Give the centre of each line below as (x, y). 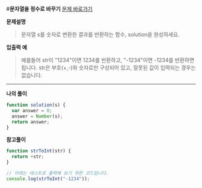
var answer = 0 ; (32, 110)
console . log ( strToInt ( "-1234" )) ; (48, 179)
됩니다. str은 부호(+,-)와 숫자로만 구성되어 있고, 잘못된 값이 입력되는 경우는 (109, 67)
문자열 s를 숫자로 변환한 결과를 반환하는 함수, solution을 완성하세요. (100, 34)
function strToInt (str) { (38, 151)
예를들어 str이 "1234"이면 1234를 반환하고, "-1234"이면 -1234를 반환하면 (108, 60)
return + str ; (28, 157)
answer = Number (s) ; (37, 116)
